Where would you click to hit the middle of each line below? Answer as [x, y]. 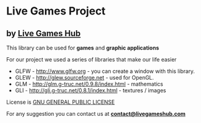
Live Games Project [56, 11]
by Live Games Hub [44, 33]
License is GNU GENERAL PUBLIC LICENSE [61, 102]
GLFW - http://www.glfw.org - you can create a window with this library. [105, 71]
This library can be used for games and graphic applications [83, 48]
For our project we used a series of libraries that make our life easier [91, 59]
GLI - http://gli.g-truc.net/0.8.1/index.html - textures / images [91, 90]
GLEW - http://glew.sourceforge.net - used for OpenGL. [84, 77]
